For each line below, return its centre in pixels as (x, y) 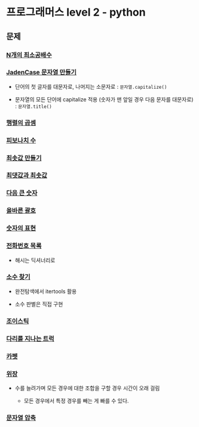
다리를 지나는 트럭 (30, 338)
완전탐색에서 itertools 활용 (46, 291)
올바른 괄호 (21, 211)
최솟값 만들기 (24, 158)
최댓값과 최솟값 (27, 176)
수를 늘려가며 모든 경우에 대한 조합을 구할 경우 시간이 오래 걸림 (87, 388)
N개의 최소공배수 (29, 55)
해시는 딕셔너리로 (35, 260)
